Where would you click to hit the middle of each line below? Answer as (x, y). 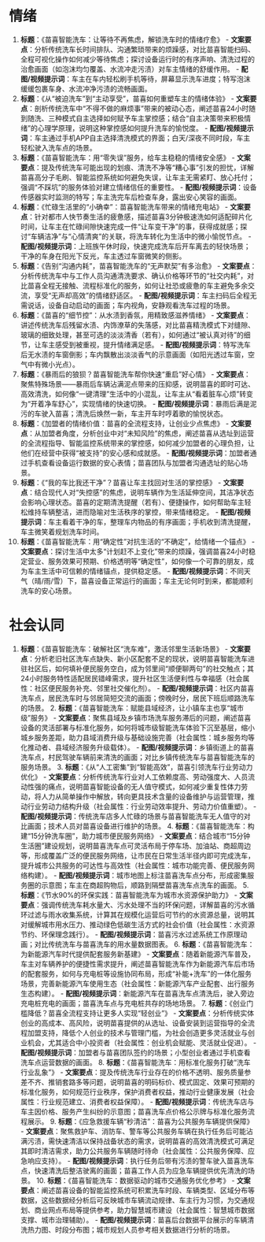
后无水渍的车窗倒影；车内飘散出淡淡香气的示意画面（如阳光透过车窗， (134, 354)
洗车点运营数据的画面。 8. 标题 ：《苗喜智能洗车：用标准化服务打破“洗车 (135, 1062)
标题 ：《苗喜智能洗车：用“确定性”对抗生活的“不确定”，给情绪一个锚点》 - (137, 541)
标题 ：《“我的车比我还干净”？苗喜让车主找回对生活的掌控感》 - (121, 482)
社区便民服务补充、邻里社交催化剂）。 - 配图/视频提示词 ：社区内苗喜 (144, 688)
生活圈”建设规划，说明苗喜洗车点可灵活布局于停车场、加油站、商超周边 (135, 845)
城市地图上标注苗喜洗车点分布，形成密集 (182, 875)
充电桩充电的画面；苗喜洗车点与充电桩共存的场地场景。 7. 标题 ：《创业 (133, 1003)
